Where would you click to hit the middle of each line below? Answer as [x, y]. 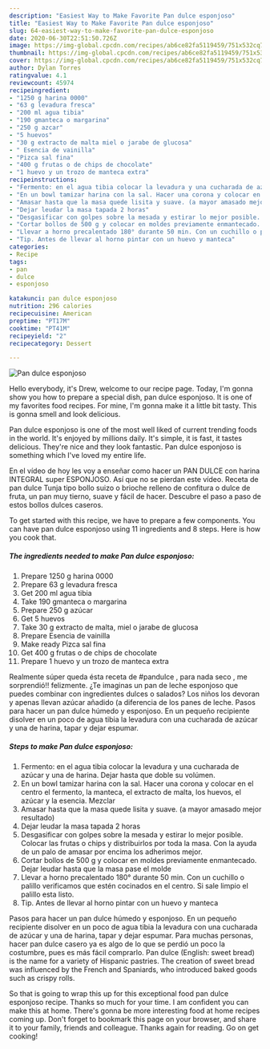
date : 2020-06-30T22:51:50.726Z [63, 38]
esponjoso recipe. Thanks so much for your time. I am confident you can [129, 1002]
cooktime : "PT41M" [40, 328]
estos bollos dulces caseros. [56, 505]
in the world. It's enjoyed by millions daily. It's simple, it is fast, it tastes [126, 439]
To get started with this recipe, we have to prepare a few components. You [132, 520]
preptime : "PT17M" [40, 321]
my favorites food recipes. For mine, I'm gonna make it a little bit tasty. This [133, 406]
